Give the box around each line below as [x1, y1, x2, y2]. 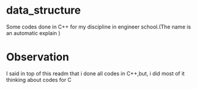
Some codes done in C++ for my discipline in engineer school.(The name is [6, 23, 192, 30]
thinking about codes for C [6, 76, 72, 83]
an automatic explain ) [6, 29, 61, 36]
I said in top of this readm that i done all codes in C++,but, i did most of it [6, 69, 185, 77]
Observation [6, 50, 70, 64]
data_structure [6, 4, 82, 17]
